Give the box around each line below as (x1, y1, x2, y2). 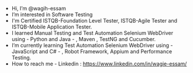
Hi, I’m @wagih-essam (11, 5, 66, 12)
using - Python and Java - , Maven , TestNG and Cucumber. (11, 36, 156, 42)
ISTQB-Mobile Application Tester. (11, 23, 92, 30)
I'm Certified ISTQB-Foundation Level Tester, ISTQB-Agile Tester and (11, 17, 177, 24)
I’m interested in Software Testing (11, 11, 93, 18)
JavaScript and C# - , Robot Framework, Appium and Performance (11, 48, 173, 54)
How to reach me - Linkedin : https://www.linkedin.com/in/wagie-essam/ (11, 60, 187, 67)
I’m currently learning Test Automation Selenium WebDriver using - (11, 42, 173, 49)
